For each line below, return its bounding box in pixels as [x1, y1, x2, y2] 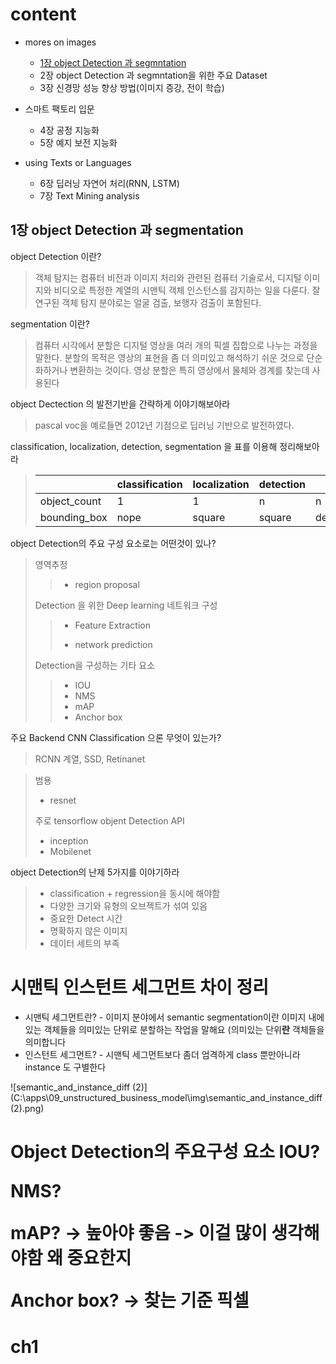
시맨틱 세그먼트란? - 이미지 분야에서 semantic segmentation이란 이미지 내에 [24, 1011, 325, 1023]
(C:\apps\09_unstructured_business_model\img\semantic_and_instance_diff [10, 1091, 323, 1103]
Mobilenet [49, 845, 92, 857]
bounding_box [39, 510, 108, 524]
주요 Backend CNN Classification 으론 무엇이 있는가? [10, 731, 222, 743]
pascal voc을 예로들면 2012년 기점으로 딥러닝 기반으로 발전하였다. [34, 419, 295, 431]
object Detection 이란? [10, 250, 102, 262]
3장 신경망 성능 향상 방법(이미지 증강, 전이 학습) [39, 81, 225, 93]
